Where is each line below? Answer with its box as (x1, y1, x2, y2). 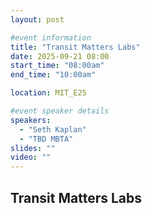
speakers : (10, 115, 52, 125)
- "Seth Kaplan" (19, 124, 87, 135)
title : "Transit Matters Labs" (10, 42, 141, 52)
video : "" (10, 152, 52, 163)
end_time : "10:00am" (10, 70, 97, 80)
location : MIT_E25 (10, 88, 87, 98)
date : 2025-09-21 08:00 (10, 51, 110, 61)
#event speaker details (10, 106, 110, 116)
